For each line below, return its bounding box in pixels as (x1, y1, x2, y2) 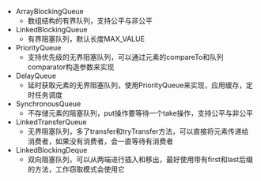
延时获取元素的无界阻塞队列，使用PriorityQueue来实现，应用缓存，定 (27, 80, 253, 90)
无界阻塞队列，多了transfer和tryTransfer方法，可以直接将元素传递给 (27, 127, 249, 136)
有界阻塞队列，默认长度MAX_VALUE (27, 35, 145, 43)
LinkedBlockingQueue (15, 25, 88, 34)
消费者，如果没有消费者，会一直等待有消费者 (27, 137, 174, 146)
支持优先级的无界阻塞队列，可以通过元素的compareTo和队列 (27, 53, 224, 61)
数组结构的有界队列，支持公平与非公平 (27, 16, 153, 25)
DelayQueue (15, 71, 57, 80)
